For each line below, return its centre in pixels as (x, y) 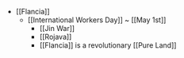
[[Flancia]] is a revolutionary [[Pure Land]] (108, 45)
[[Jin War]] (57, 28)
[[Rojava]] (56, 37)
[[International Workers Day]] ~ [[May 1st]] (97, 20)
